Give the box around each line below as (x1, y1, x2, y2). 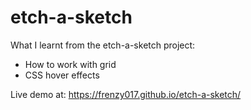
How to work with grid (24, 58, 117, 70)
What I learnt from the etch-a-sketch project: (10, 39, 196, 51)
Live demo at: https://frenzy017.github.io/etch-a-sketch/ (10, 88, 242, 100)
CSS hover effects (24, 69, 100, 81)
